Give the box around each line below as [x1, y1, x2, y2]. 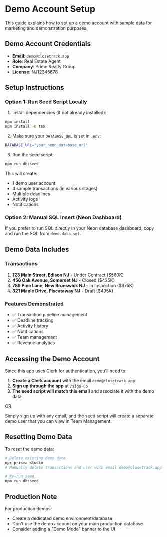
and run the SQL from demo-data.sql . [5, 231, 81, 237]
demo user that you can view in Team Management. [5, 418, 112, 424]
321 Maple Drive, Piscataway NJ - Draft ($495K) [12, 288, 114, 294]
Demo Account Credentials [5, 40, 91, 48]
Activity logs [12, 196, 38, 202]
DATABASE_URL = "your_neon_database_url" [5, 143, 88, 148]
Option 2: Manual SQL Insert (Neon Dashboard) [5, 214, 122, 221]
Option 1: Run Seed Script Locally [5, 98, 87, 105]
